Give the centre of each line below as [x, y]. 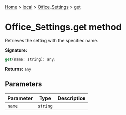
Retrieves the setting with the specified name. [52, 40]
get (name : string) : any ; [31, 59]
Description [72, 98]
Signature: [16, 50]
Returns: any [18, 69]
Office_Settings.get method [63, 27]
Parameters [23, 84]
